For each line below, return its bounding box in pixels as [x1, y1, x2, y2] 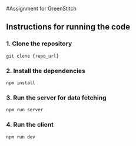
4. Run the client [6, 121, 54, 129]
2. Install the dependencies [6, 67, 85, 75]
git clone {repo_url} [6, 53, 59, 59]
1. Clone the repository [6, 39, 72, 48]
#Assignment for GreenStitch [6, 5, 77, 12]
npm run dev [6, 134, 35, 140]
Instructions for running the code [6, 22, 131, 32]
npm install [6, 79, 35, 86]
